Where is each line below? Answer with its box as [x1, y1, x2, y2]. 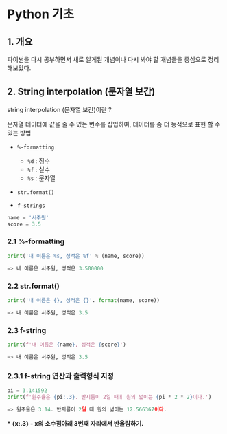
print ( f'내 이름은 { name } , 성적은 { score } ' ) [7, 341, 127, 348]
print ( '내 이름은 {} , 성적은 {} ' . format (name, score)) [7, 296, 160, 303]
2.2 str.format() [7, 281, 60, 291]
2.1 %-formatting [7, 237, 65, 246]
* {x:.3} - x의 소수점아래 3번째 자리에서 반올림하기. [7, 419, 144, 427]
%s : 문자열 [27, 173, 56, 182]
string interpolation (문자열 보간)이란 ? [7, 105, 112, 113]
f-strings [16, 202, 46, 209]
